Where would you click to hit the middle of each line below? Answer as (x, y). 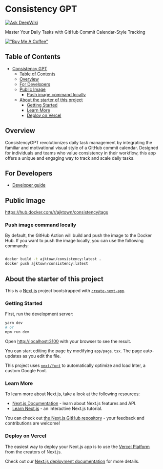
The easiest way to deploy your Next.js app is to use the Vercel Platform (78, 447)
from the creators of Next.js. (33, 452)
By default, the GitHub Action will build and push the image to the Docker (79, 235)
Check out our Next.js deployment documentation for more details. (72, 461)
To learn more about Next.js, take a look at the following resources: (72, 394)
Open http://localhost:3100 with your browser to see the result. (68, 341)
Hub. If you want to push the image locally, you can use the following (74, 241)
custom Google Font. (26, 370)
